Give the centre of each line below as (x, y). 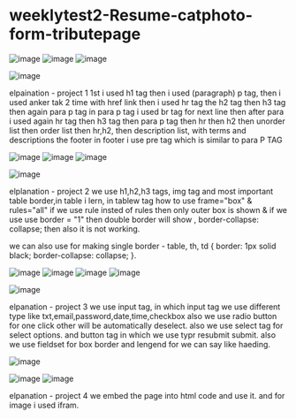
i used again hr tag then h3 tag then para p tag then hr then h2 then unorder (147, 121)
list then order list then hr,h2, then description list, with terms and (128, 130)
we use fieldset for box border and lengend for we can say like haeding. (140, 344)
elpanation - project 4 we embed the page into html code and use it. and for (147, 395)
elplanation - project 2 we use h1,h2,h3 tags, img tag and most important (141, 191)
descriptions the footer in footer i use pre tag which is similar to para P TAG (146, 140)
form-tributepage (75, 34)
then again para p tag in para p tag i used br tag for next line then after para (147, 111)
